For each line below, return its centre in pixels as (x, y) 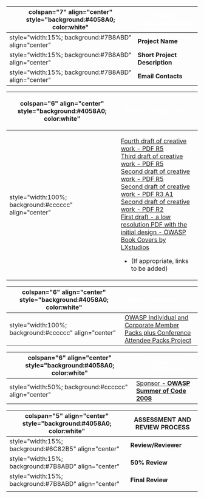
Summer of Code (161, 391)
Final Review (149, 480)
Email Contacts (160, 76)
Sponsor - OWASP (163, 383)
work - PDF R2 (142, 209)
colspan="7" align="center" (70, 12)
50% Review (149, 462)
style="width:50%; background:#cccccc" (69, 387)
